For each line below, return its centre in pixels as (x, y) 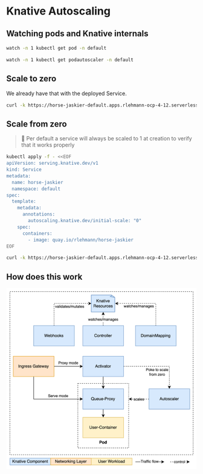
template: (24, 202)
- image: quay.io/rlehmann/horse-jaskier (81, 240)
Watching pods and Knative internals (77, 34)
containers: (37, 233)
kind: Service (24, 170)
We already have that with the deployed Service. (66, 93)
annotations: (39, 214)
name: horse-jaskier (37, 182)
